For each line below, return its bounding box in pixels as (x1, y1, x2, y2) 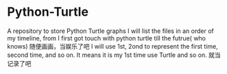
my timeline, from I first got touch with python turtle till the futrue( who (7, 34, 206, 42)
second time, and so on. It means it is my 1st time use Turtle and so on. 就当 (7, 51, 221, 59)
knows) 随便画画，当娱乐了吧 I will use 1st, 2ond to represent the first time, (7, 42, 218, 50)
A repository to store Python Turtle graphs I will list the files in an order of (7, 27, 215, 35)
